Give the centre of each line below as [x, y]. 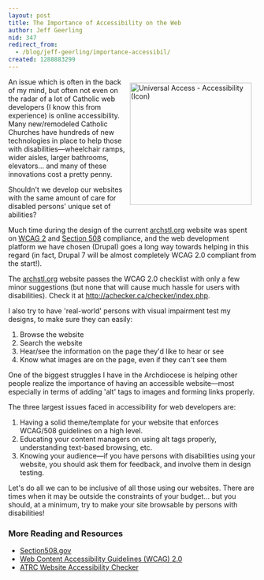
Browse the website [52, 334]
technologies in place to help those [65, 140]
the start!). [25, 263]
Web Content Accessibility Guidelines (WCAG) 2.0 [101, 559]
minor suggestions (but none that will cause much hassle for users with [124, 287]
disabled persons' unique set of [59, 206]
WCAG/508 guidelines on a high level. [81, 430]
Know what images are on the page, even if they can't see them [123, 359]
